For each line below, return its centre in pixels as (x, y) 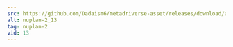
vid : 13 (18, 33)
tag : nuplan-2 (28, 26)
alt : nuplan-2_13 (32, 20)
